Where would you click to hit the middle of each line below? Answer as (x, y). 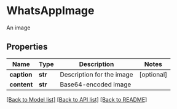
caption (21, 74)
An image (18, 28)
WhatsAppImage (50, 11)
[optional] (153, 74)
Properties (27, 47)
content (21, 85)
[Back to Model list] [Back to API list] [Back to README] (77, 99)
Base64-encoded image (96, 85)
